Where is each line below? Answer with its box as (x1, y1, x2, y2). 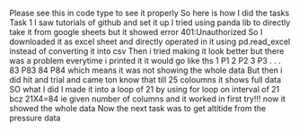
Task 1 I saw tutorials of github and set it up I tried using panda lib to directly (9, 17, 291, 28)
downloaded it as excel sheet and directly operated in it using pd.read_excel (9, 36, 291, 47)
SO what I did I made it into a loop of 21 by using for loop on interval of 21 (9, 84, 280, 94)
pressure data (9, 112, 61, 123)
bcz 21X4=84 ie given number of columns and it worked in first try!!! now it (9, 93, 286, 104)
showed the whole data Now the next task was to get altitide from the (9, 103, 267, 113)
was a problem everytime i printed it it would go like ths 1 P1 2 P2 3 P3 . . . (9, 56, 281, 66)
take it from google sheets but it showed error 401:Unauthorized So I (9, 27, 263, 37)
